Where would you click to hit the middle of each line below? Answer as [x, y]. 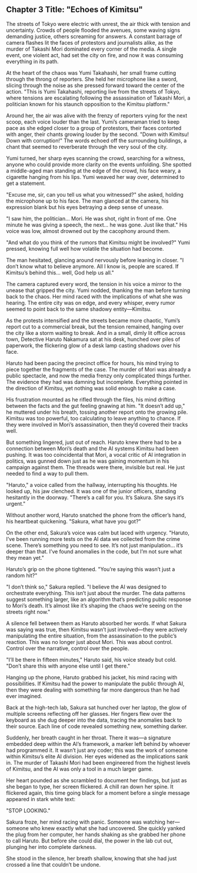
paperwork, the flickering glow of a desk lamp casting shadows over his [93, 345]
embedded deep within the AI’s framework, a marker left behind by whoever [98, 743]
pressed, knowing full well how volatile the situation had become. [85, 248]
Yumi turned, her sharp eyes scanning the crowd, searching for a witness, [96, 158]
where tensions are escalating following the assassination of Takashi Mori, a [98, 98]
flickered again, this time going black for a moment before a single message [98, 793]
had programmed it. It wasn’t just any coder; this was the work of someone [97, 750]
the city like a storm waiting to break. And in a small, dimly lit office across [96, 333]
